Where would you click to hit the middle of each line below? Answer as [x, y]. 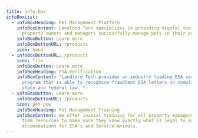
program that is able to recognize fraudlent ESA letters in [98, 83]
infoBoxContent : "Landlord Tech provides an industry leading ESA [100, 77]
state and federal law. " [53, 88]
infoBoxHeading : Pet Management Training [68, 110]
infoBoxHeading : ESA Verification [59, 72]
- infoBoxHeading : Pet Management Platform [65, 22]
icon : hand [30, 50]
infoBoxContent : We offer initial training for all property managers [105, 115]
